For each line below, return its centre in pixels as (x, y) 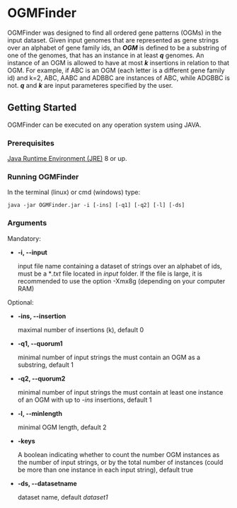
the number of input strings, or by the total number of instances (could (120, 462)
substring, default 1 (46, 365)
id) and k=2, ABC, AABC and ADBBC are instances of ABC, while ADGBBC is (118, 78)
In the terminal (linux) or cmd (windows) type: (74, 192)
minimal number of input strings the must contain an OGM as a (109, 357)
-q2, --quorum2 (41, 378)
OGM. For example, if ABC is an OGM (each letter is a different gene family (116, 70)
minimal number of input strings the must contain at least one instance (120, 392)
